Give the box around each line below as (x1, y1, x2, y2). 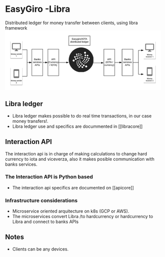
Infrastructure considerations (5, 197, 78, 204)
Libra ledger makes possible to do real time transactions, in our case (12, 112, 152, 119)
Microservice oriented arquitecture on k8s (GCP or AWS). (12, 208, 129, 214)
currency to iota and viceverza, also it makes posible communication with (5, 156, 155, 162)
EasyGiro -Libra (5, 3, 71, 15)
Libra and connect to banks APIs (12, 219, 79, 225)
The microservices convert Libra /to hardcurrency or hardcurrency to (12, 214, 153, 220)
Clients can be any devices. (12, 246, 69, 252)
